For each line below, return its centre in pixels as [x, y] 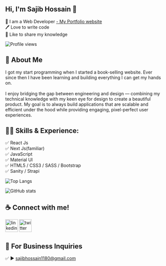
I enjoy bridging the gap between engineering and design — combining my [82, 93]
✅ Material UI [19, 160]
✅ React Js [17, 143]
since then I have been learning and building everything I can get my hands [83, 77]
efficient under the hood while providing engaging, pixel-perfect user [77, 109]
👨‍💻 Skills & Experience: [42, 131]
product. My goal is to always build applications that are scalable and [77, 104]
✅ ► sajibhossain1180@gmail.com [41, 258]
